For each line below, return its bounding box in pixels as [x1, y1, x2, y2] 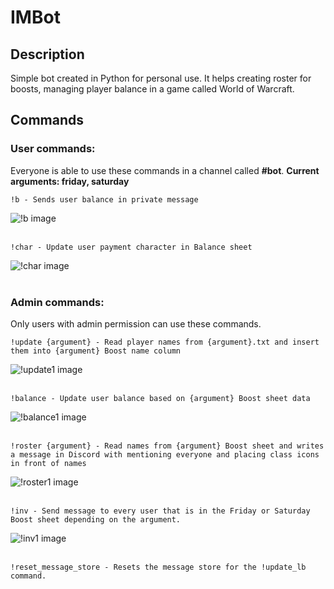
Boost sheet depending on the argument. [10, 514, 182, 525]
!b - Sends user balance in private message [10, 194, 199, 205]
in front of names [10, 458, 87, 468]
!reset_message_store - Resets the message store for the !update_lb [10, 562, 307, 572]
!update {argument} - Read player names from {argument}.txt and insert [10, 337, 320, 347]
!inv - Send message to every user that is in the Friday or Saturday [10, 506, 311, 516]
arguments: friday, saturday [10, 175, 130, 187]
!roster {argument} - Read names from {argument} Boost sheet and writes [10, 441, 325, 451]
